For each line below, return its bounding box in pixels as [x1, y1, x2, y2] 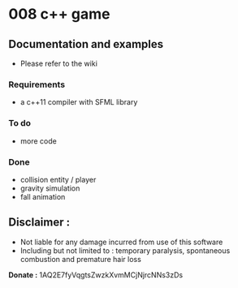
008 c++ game [8, 5, 110, 24]
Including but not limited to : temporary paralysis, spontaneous [19, 245, 231, 256]
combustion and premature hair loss [19, 254, 142, 264]
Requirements [8, 79, 66, 90]
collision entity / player [19, 174, 97, 184]
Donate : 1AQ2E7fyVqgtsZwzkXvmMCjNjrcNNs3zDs [8, 269, 184, 280]
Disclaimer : [8, 216, 71, 230]
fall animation [19, 191, 66, 201]
